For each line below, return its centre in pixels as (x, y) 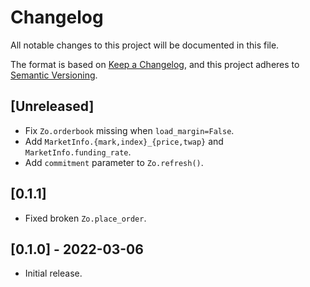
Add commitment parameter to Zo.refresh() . (114, 162)
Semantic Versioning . (54, 75)
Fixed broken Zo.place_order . (85, 218)
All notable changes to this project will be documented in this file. (145, 45)
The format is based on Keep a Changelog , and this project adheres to (155, 64)
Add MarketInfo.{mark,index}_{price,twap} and (124, 141)
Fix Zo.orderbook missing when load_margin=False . (129, 130)
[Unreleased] (52, 106)
